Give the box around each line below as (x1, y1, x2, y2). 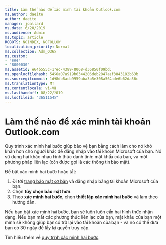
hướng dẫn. (12, 199, 36, 205)
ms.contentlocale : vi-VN (5, 85, 56, 91)
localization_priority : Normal (5, 44, 70, 49)
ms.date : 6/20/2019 (5, 26, 46, 31)
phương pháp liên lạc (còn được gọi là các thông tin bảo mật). (5, 159, 131, 165)
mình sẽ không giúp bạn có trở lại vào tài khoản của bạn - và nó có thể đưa (5, 219, 159, 226)
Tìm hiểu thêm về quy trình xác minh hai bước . (5, 234, 100, 241)
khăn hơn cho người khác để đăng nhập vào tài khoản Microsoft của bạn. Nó (5, 148, 162, 154)
